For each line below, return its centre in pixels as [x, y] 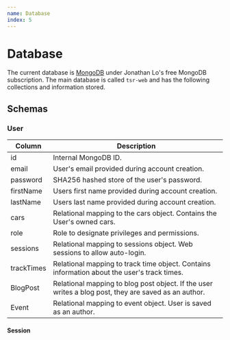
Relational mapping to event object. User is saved [132, 304]
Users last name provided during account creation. [135, 202]
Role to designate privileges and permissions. [126, 233]
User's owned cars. [84, 222]
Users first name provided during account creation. [135, 191]
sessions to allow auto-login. [100, 253]
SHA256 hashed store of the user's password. [128, 180]
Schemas [27, 109]
